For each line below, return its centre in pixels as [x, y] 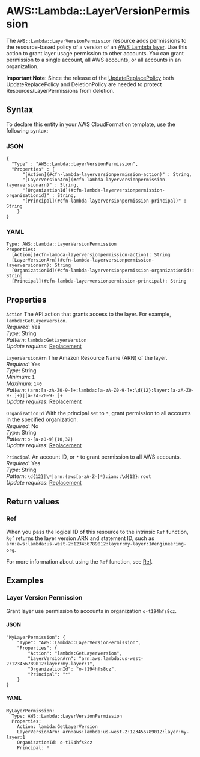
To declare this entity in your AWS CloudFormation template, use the [91, 124]
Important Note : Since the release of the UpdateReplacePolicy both [90, 78]
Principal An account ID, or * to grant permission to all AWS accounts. [94, 457]
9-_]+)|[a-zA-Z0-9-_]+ [35, 396]
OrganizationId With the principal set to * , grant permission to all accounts [98, 413]
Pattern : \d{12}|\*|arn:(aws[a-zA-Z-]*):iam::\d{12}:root [79, 476]
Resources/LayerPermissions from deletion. [60, 90]
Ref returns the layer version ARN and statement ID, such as [80, 538]
